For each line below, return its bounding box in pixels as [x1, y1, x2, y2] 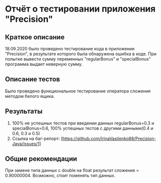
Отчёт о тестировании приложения [5, 3, 156, 15]
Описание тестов [5, 75, 60, 83]
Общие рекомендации [5, 155, 78, 163]
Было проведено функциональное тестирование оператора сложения [5, 88, 151, 94]
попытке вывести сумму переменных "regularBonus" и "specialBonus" [5, 56, 151, 61]
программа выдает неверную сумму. [5, 61, 83, 67]
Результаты [5, 107, 43, 116]
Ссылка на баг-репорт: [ [12, 136, 63, 141]
